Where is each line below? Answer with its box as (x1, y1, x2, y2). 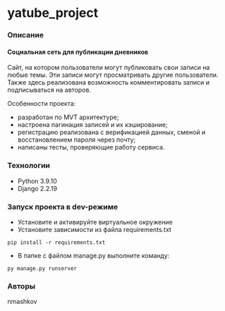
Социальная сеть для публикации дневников (7, 47, 149, 56)
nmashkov (7, 298, 37, 306)
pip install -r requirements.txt (7, 238, 106, 246)
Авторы (7, 281, 36, 291)
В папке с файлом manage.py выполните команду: (17, 251, 170, 260)
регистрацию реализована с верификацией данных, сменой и (17, 128, 206, 137)
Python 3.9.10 (17, 176, 58, 185)
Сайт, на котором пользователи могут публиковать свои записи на (7, 63, 210, 72)
